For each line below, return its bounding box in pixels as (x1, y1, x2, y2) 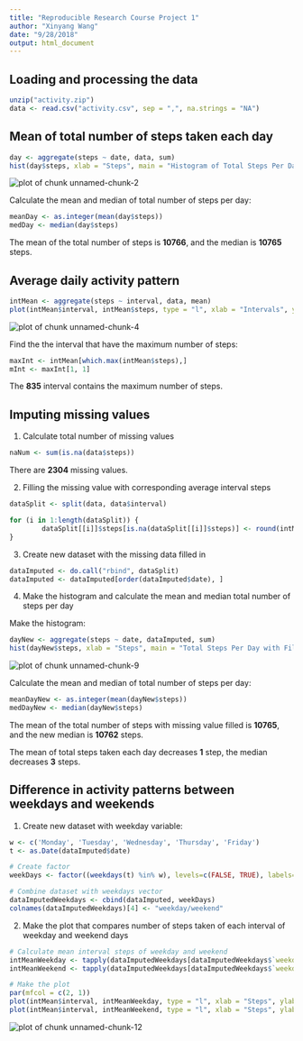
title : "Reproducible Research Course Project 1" (9, 13, 200, 23)
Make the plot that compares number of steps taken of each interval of (22, 920, 286, 931)
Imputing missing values (9, 406, 151, 422)
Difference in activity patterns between (9, 782, 235, 798)
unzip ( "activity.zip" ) (9, 96, 95, 105)
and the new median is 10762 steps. (9, 729, 144, 740)
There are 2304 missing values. (9, 465, 128, 476)
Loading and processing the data (9, 71, 198, 87)
